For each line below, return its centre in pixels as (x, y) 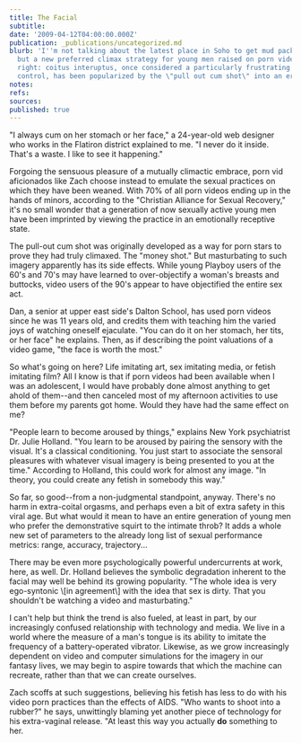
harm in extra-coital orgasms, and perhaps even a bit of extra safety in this (147, 507)
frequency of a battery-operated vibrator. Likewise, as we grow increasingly (149, 647)
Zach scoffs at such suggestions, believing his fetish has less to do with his (148, 693)
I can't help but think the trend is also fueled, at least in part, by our (133, 618)
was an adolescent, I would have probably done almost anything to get (140, 386)
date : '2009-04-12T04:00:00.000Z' (74, 34)
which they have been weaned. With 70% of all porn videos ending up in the (150, 190)
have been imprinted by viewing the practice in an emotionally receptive (142, 219)
